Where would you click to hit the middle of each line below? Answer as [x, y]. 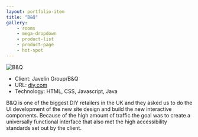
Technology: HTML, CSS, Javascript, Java [66, 91]
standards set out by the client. [44, 128]
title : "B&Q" [22, 17]
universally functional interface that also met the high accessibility [87, 122]
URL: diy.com [31, 85]
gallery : [17, 23]
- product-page [35, 45]
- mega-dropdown [37, 34]
